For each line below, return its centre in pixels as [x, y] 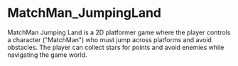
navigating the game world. [47, 55]
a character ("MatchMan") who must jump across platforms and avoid [109, 39]
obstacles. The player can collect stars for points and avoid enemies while [116, 47]
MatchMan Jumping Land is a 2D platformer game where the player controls [119, 32]
